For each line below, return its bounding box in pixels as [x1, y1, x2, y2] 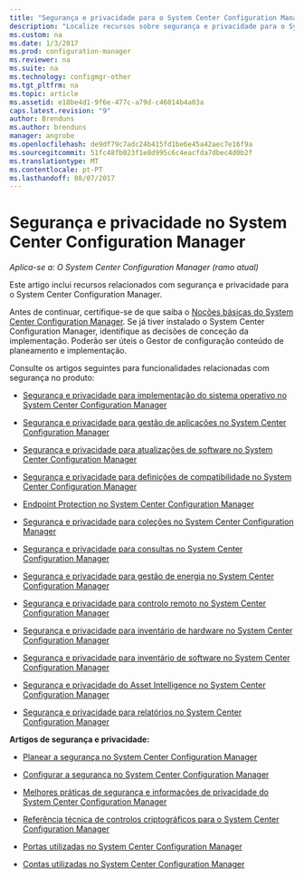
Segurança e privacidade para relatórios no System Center [22, 707, 242, 717]
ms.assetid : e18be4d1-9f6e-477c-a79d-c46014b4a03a [9, 97, 204, 107]
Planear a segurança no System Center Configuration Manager [22, 752, 258, 763]
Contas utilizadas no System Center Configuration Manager [22, 859, 245, 870]
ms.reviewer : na [9, 55, 71, 64]
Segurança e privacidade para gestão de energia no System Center [22, 571, 274, 581]
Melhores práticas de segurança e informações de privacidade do [22, 786, 270, 798]
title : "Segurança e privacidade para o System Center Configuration [9, 13, 278, 23]
